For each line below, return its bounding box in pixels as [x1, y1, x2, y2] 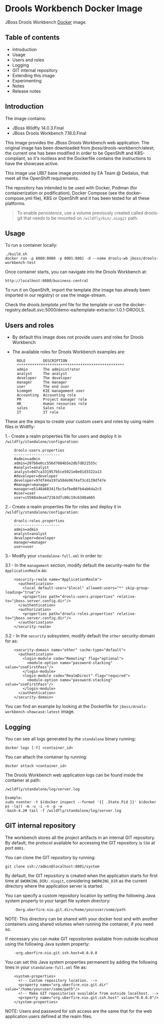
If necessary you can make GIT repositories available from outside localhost [5, 936, 158, 942]
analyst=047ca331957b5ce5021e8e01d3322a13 [14, 470, 102, 474]
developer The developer [17, 376, 72, 381]
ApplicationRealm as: [5, 568, 47, 574]
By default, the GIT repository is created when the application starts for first [5, 872, 158, 878]
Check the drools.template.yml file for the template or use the [5, 302, 129, 308]
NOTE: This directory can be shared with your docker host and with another [5, 916, 158, 921]
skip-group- [125, 586, 150, 591]
